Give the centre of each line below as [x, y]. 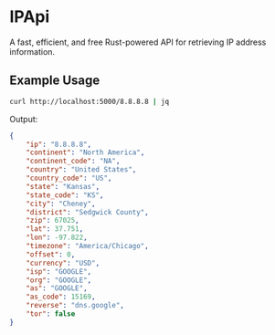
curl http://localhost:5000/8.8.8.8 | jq [90, 101]
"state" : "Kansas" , [63, 186]
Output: [24, 119]
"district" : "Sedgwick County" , [87, 212]
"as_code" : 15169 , [61, 297]
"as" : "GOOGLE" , [57, 288]
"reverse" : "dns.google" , [75, 306]
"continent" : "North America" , [85, 152]
